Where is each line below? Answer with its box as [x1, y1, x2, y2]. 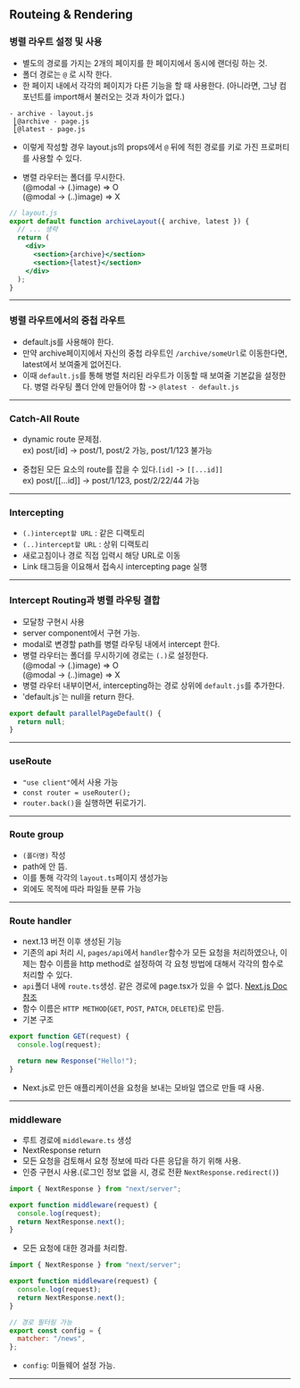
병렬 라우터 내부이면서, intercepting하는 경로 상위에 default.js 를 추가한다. [21, 679, 286, 691]
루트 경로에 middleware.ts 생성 [21, 1134, 132, 1145]
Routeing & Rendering [9, 7, 134, 22]
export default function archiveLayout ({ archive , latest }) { [9, 216, 250, 226]
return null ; [17, 717, 66, 727]
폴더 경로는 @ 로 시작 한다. [21, 69, 112, 80]
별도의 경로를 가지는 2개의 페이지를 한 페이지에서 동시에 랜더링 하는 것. [21, 57, 268, 68]
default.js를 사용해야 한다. [21, 336, 114, 347]
